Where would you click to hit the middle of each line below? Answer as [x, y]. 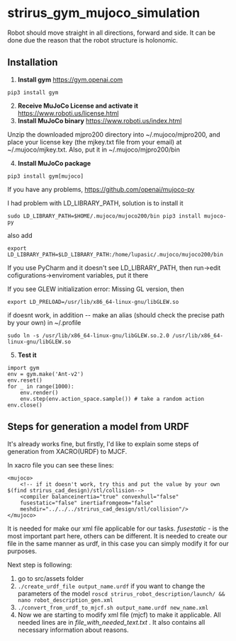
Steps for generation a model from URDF [98, 427]
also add [20, 235]
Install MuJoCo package [54, 163]
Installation [33, 63]
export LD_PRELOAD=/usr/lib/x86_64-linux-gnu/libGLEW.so [93, 302]
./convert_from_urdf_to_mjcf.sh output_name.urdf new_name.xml [113, 608]
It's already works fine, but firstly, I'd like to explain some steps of [103, 443]
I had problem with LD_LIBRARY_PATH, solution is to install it [95, 203]
